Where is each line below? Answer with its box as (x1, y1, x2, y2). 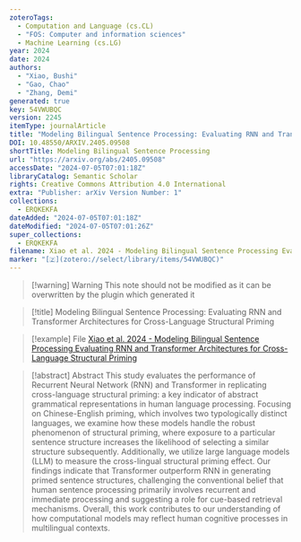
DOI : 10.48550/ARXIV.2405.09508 (9, 138, 130, 147)
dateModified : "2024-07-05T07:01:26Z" (9, 222, 154, 231)
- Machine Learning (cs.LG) (17, 38, 123, 48)
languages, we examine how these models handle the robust (30, 418, 255, 428)
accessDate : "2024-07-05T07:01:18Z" (9, 163, 146, 172)
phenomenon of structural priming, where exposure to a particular (30, 427, 276, 438)
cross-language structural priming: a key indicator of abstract (30, 389, 259, 399)
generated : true (9, 96, 70, 106)
